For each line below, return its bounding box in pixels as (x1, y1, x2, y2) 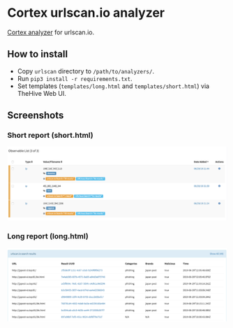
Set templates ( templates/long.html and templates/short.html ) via (17, 82, 210, 90)
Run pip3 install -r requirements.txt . (17, 74, 133, 83)
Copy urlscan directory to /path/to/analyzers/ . (17, 66, 155, 75)
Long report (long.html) (7, 231, 89, 241)
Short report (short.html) (7, 131, 93, 141)
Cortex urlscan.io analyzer (7, 5, 165, 21)
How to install (7, 48, 68, 60)
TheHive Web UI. (17, 89, 66, 97)
